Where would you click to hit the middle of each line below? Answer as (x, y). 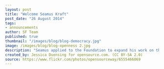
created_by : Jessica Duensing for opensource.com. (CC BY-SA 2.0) (74, 55)
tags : (10, 23)
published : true (21, 37)
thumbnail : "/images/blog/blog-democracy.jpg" (53, 41)
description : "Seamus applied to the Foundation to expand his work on (79, 50)
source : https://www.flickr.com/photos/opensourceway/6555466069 (73, 59)
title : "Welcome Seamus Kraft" (37, 14)
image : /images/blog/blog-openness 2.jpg (48, 46)
